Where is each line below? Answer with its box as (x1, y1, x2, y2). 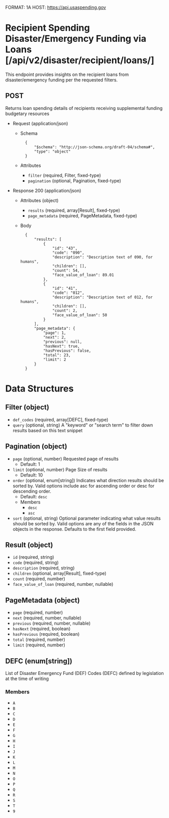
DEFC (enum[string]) (5, 657, 73, 665)
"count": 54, (52, 268, 80, 273)
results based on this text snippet (12, 427, 83, 433)
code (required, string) (12, 559, 59, 566)
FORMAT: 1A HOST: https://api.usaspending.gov (5, 5, 106, 10)
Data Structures (5, 383, 74, 394)
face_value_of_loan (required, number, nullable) (12, 581, 114, 587)
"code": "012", (52, 290, 85, 295)
